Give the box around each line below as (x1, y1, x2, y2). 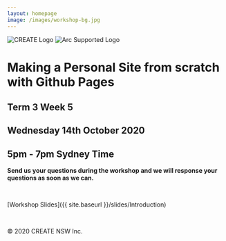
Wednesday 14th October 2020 (7, 125, 145, 136)
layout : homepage (7, 10, 57, 17)
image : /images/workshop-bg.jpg (7, 17, 100, 23)
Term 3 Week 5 (7, 101, 74, 114)
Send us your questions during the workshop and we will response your (7, 167, 218, 175)
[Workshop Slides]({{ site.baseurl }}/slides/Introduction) (7, 200, 167, 209)
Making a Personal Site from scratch (7, 59, 220, 75)
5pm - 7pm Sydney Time (7, 148, 115, 160)
